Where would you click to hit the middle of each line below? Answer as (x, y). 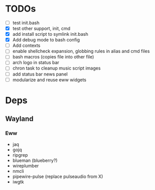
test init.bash (26, 23)
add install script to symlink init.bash (50, 34)
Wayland (19, 119)
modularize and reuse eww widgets (49, 80)
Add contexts (26, 45)
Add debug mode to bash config (46, 40)
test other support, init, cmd (41, 28)
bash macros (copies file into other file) (53, 57)
